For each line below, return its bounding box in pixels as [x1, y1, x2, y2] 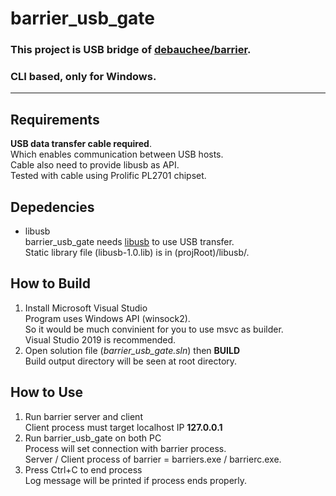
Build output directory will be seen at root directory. [24, 355, 238, 367]
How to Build [10, 275, 92, 292]
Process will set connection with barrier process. [24, 442, 227, 454]
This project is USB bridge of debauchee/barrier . [10, 43, 252, 57]
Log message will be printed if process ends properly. [24, 474, 248, 486]
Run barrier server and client [24, 410, 143, 422]
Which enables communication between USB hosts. [10, 148, 224, 161]
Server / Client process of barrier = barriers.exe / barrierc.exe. [24, 453, 282, 465]
